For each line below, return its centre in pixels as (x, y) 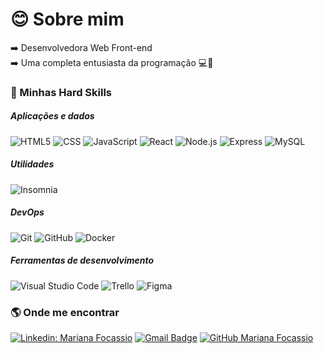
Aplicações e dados (52, 116)
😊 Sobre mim (67, 19)
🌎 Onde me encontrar (65, 312)
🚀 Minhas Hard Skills (61, 92)
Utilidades (32, 164)
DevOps (27, 212)
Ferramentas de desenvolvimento (82, 260)
